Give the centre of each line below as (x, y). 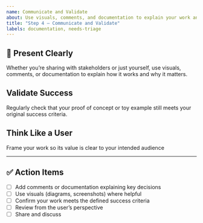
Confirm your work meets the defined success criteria (82, 201)
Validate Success (40, 93)
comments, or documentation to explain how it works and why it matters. (97, 74)
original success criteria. (37, 114)
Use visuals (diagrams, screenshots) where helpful (78, 193)
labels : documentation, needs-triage (54, 29)
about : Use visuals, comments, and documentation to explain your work (98, 18)
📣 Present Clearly (40, 53)
